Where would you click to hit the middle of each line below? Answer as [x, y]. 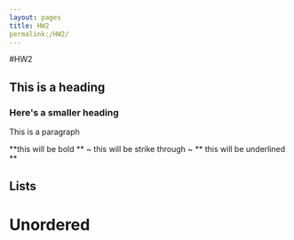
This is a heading [57, 87]
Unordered [50, 224]
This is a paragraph [44, 132]
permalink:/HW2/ [39, 34]
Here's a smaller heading [64, 112]
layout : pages [36, 17]
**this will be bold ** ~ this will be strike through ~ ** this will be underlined [147, 149]
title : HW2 [29, 26]
